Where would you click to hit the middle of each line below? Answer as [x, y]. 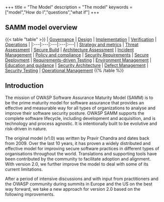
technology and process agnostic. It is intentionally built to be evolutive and [81, 123]
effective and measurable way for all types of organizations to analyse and [80, 108]
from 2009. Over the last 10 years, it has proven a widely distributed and [78, 143]
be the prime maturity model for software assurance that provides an [75, 102]
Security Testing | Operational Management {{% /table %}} [64, 70]
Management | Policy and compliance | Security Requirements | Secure [77, 55]
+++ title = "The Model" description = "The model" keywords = [69, 7]
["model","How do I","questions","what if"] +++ [52, 12]
